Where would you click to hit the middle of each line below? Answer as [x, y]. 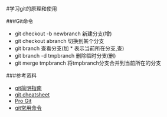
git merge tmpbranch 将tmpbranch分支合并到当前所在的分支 [88, 63]
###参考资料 [22, 76]
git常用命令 [28, 108]
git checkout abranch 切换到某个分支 [59, 41]
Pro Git [23, 101]
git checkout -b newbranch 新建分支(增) [63, 34]
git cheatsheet [32, 95]
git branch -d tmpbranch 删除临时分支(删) [65, 56]
